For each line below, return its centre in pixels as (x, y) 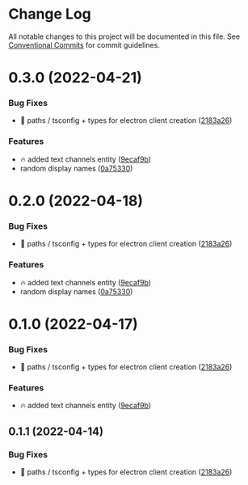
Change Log (50, 14)
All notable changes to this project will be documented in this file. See (124, 36)
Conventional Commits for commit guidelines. (84, 44)
